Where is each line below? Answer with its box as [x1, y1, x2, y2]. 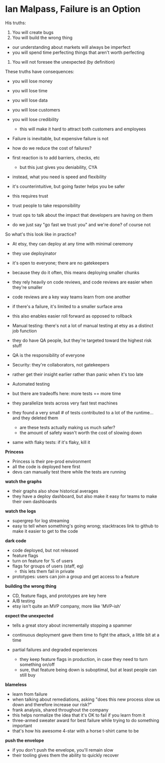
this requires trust [12, 193, 48, 199]
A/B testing [12, 598, 35, 603]
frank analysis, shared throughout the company [12, 707, 109, 713]
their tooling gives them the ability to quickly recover [12, 752, 119, 758]
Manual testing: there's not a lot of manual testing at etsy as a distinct [12, 322, 154, 328]
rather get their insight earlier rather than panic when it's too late [12, 371, 144, 377]
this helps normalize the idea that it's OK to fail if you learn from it [12, 712, 145, 718]
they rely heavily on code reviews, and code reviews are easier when [12, 279, 153, 285]
